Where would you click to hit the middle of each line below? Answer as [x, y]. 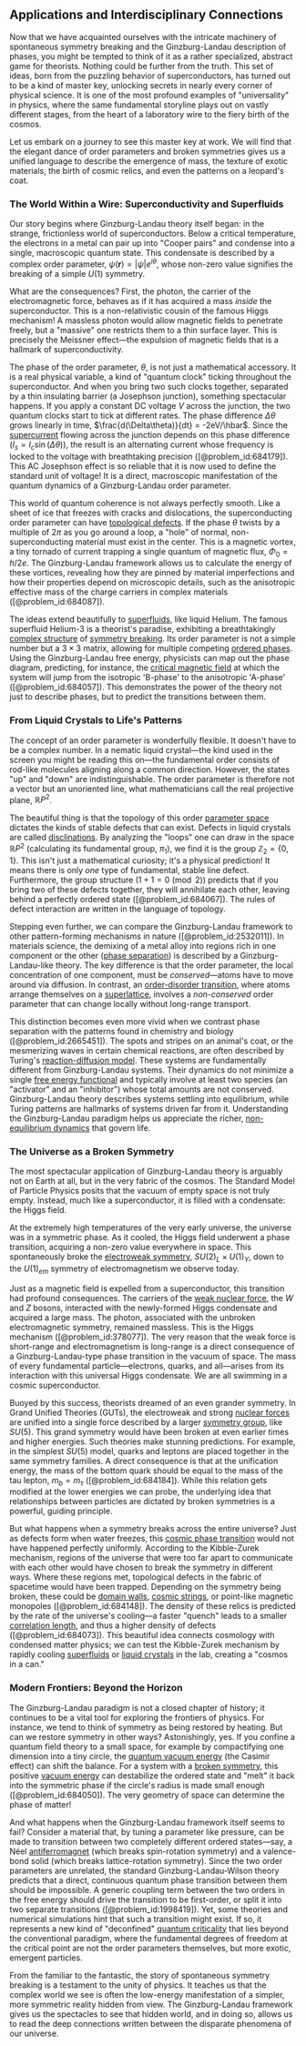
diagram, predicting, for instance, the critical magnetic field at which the [145, 667]
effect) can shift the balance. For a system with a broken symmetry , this [144, 1766]
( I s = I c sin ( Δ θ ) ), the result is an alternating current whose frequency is [142, 445]
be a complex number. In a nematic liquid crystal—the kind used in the [141, 749]
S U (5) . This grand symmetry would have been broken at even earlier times [149, 1431]
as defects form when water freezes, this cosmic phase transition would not [152, 1539]
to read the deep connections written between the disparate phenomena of [151, 2023]
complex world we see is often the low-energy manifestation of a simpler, [147, 1994]
